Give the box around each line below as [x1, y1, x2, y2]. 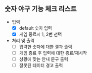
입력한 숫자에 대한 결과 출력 [19, 44, 72, 50]
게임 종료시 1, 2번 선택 [19, 31, 62, 37]
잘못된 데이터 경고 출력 [19, 63, 63, 69]
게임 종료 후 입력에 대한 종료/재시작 [19, 50, 87, 56]
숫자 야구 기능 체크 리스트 [4, 4, 77, 13]
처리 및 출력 [11, 37, 35, 43]
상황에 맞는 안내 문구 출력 [19, 56, 69, 62]
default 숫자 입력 [19, 25, 52, 31]
